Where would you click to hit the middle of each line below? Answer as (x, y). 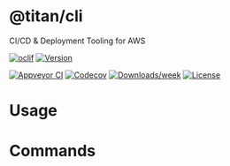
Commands (53, 151)
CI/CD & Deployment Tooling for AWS (77, 41)
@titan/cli (46, 16)
